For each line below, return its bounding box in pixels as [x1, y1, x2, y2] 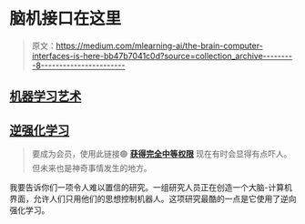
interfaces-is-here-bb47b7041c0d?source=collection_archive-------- [31, 50, 293, 61]
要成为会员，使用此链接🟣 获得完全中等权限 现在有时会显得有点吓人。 [31, 148, 292, 159]
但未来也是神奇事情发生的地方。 [31, 163, 152, 174]
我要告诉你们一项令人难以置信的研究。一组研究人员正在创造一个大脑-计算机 [9, 182, 293, 193]
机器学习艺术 [9, 88, 82, 105]
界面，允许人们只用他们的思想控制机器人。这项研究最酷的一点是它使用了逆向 [9, 193, 297, 205]
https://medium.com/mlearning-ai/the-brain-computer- [56, 40, 264, 51]
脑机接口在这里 [9, 8, 122, 29]
